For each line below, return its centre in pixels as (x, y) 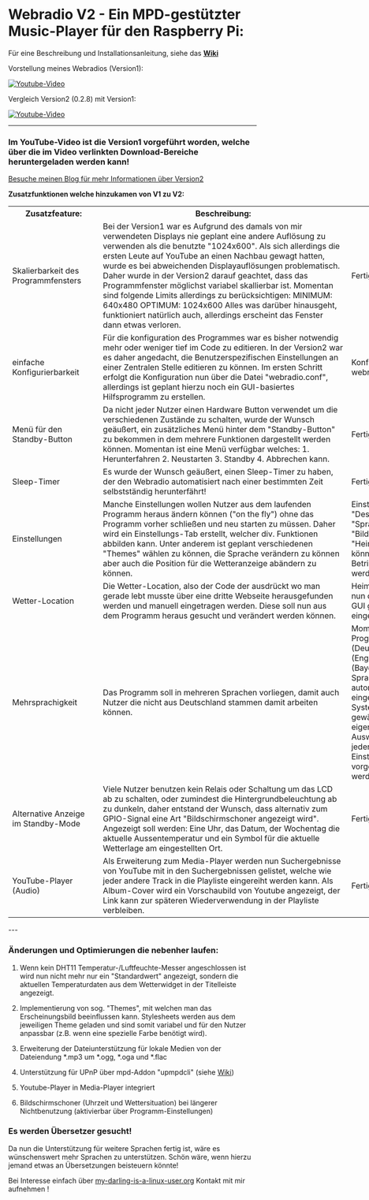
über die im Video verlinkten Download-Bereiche (103, 151)
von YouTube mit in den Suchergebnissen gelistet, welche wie (217, 871)
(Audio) (26, 891)
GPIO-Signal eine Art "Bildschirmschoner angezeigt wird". (211, 819)
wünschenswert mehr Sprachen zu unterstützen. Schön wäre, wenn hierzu (130, 1157)
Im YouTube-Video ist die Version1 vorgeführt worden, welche (129, 142)
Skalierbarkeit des (46, 271)
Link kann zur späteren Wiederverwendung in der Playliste (211, 900)
